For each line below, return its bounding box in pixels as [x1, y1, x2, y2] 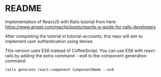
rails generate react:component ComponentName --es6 [5, 67, 114, 72]
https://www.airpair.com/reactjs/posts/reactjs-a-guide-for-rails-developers [5, 24, 156, 29]
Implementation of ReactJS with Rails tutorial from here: [5, 19, 117, 25]
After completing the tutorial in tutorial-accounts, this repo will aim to [5, 33, 143, 39]
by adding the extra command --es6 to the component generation [14, 52, 147, 58]
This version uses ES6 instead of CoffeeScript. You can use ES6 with [5, 48, 143, 53]
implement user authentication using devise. [5, 38, 94, 44]
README [5, 3, 42, 14]
